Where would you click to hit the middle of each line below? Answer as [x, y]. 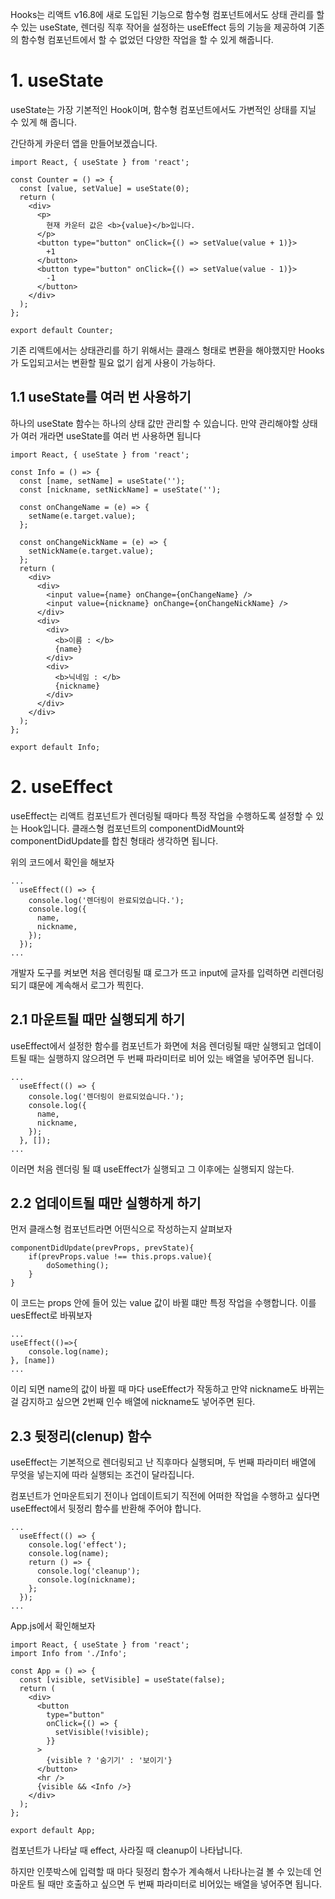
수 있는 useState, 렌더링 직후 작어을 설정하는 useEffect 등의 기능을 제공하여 [158, 27]
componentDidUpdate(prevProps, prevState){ [102, 1248]
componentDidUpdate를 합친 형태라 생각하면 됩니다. [114, 840]
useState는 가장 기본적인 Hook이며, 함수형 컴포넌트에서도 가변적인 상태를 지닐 [163, 109]
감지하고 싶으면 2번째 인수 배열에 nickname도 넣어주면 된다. [138, 1402]
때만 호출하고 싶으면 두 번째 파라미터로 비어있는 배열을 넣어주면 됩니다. [185, 1884]
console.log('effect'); [78, 1545]
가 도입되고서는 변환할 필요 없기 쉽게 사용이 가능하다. [113, 362]
